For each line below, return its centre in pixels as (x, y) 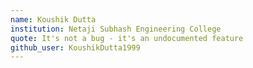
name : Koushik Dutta (53, 19)
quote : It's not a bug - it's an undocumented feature (127, 38)
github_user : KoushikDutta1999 (75, 47)
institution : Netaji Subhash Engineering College (116, 29)
